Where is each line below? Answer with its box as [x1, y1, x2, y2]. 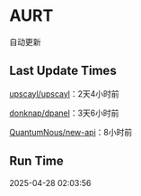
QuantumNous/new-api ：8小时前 [9, 126, 133, 137]
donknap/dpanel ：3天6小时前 [9, 107, 119, 118]
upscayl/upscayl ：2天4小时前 [9, 88, 119, 99]
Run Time [9, 154, 65, 169]
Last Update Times [9, 63, 117, 79]
